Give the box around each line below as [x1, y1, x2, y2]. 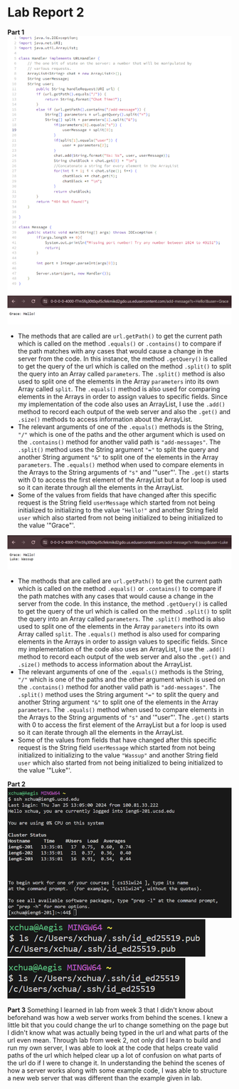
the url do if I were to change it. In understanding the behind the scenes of [7, 1058, 225, 1067]
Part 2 [7, 780, 26, 788]
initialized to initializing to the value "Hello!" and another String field [17, 506, 218, 515]
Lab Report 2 [7, 4, 85, 21]
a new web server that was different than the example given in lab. [7, 1073, 203, 1082]
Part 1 [7, 28, 25, 36]
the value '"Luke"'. [17, 766, 73, 775]
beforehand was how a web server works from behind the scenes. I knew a [7, 1013, 228, 1021]
